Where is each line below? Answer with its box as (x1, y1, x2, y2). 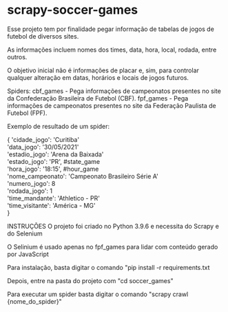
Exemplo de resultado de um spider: (7, 122, 110, 130)
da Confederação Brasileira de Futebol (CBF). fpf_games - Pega (7, 94, 189, 102)
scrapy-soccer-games (7, 2, 138, 18)
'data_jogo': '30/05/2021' (7, 143, 79, 151)
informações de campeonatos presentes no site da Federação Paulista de (7, 101, 217, 110)
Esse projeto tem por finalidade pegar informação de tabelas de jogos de (7, 25, 215, 33)
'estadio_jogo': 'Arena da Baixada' (7, 150, 104, 158)
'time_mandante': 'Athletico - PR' (7, 194, 100, 202)
